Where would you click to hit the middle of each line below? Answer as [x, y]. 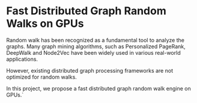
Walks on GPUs [45, 24]
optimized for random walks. [41, 77]
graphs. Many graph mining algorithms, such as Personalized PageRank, [96, 46]
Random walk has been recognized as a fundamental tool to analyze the [95, 40]
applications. [22, 59]
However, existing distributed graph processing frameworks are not [89, 70]
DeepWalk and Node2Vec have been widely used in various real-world [94, 52]
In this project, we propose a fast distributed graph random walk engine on [98, 88]
